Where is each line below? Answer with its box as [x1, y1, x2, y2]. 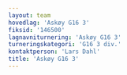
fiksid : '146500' [8, 26, 65, 34]
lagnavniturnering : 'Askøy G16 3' [8, 33, 122, 41]
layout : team [8, 11, 51, 20]
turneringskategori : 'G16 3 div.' [8, 41, 122, 48]
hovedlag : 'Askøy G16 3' [8, 19, 90, 27]
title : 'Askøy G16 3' [8, 55, 80, 63]
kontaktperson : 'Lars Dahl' [8, 48, 101, 55]
